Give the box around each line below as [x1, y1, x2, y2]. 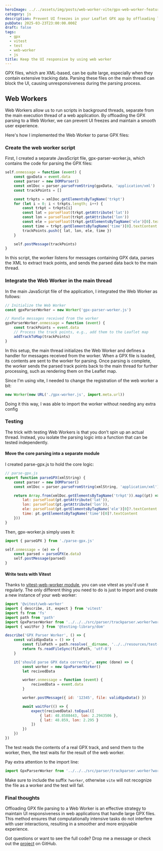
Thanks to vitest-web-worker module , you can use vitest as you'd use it [5, 582, 149, 588]
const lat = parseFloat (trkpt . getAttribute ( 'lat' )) [22, 210, 130, 215]
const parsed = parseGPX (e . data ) [14, 551, 81, 556]
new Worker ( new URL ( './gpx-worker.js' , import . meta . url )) [5, 392, 125, 397]
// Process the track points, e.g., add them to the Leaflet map [14, 330, 149, 335]
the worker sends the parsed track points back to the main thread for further [5, 363, 158, 369]
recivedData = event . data [31, 682, 83, 687]
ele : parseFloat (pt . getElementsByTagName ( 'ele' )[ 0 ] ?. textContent [22, 507, 158, 512]
